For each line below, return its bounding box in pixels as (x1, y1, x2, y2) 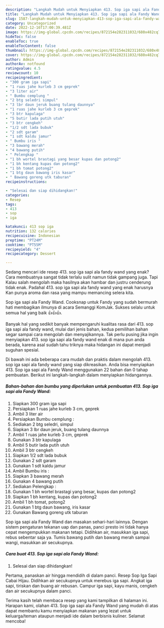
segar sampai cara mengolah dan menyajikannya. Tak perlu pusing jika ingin (5, 332, 159, 337)
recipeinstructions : (5, 179, 48, 184)
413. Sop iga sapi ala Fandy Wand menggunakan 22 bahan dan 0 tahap (5, 367, 148, 373)
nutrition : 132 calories (5, 229, 56, 234)
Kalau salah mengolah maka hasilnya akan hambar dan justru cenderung (5, 279, 151, 285)
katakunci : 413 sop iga (5, 224, 54, 229)
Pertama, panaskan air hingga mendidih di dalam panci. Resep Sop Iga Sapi (5, 572, 157, 578)
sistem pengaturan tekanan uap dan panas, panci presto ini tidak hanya (5, 524, 149, 530)
